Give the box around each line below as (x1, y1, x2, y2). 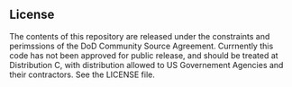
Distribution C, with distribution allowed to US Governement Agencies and (9, 59, 284, 70)
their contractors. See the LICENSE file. (9, 69, 156, 80)
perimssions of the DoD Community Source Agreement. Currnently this (9, 40, 274, 51)
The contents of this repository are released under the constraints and (9, 30, 270, 41)
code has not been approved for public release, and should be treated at (9, 49, 278, 61)
